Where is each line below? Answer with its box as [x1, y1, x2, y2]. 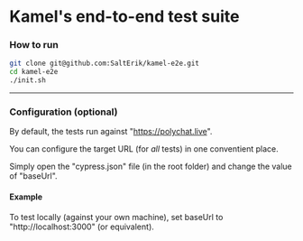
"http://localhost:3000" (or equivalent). [9, 221, 155, 232]
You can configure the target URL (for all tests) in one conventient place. [9, 144, 279, 154]
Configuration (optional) [9, 106, 118, 118]
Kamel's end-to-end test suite [9, 6, 240, 27]
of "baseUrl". [9, 171, 58, 181]
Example [9, 191, 43, 202]
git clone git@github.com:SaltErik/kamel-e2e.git [9, 59, 200, 69]
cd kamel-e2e [9, 68, 59, 77]
